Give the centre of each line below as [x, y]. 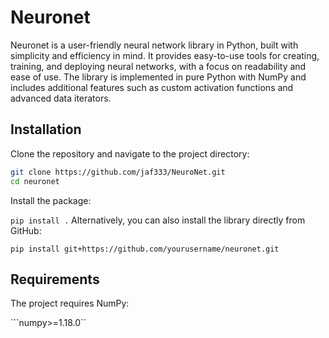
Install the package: [51, 200]
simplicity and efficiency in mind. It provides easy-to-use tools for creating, [165, 55]
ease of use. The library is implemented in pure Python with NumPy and [158, 77]
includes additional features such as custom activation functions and [152, 87]
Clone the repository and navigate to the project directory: [130, 153]
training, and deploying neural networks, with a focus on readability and [158, 66]
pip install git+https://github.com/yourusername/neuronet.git [145, 249]
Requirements [55, 279]
